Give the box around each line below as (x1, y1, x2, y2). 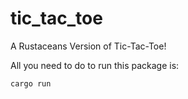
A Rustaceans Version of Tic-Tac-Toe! (10, 40, 167, 52)
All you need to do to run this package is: (10, 59, 180, 71)
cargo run (10, 78, 52, 89)
